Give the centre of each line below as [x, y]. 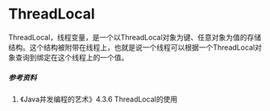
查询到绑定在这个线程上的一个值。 [72, 57]
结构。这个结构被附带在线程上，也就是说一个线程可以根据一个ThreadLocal [132, 47]
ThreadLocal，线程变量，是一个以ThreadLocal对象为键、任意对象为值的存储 [135, 37]
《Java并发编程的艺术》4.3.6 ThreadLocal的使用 [99, 99]
